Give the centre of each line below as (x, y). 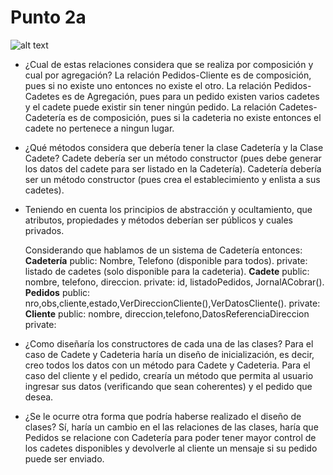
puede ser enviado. (64, 458)
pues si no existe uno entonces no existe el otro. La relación (148, 85)
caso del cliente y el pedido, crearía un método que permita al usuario (169, 375)
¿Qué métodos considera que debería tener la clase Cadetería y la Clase (174, 147)
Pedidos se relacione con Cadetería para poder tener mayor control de (170, 437)
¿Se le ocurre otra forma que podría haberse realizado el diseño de (163, 416)
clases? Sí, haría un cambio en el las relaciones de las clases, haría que (171, 427)
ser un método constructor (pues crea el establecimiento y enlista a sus (172, 179)
